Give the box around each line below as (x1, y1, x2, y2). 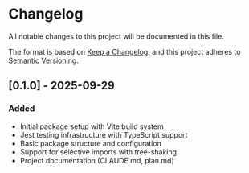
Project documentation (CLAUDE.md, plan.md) (19, 155, 174, 165)
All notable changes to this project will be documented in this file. (8, 31, 225, 41)
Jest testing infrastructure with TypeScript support (19, 130, 188, 139)
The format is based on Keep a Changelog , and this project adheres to (8, 47, 241, 56)
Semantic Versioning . (8, 56, 79, 65)
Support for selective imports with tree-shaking (19, 146, 178, 157)
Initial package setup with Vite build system (19, 122, 164, 131)
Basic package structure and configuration (19, 138, 162, 148)
